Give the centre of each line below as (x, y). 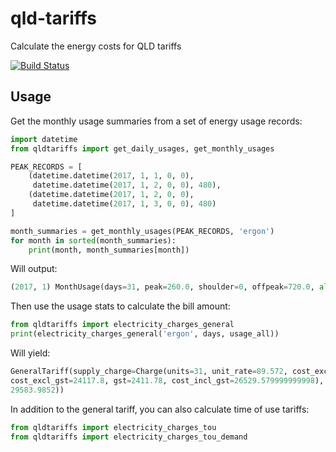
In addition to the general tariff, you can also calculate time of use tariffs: (160, 409)
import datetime (44, 139)
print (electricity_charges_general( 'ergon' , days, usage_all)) (145, 334)
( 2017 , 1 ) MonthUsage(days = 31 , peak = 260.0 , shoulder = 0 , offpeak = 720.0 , (162, 287)
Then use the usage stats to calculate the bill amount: (120, 306)
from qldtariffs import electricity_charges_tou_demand (129, 437)
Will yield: (30, 353)
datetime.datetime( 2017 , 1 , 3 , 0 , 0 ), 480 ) (124, 204)
